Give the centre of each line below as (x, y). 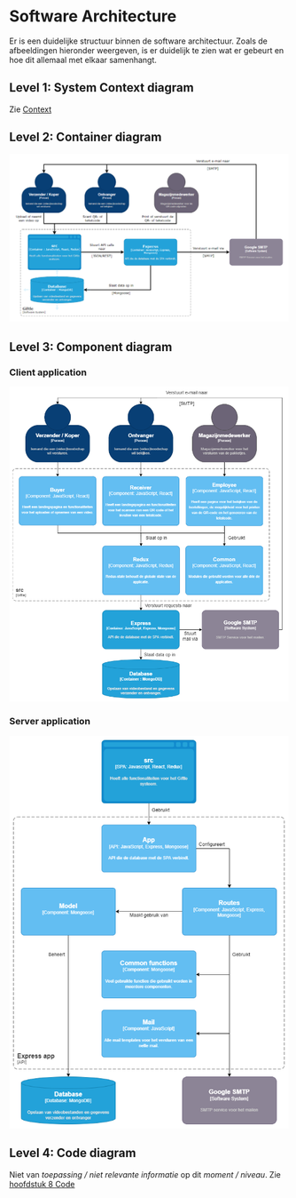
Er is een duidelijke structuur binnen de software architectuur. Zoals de (138, 41)
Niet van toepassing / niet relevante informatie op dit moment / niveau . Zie (145, 1174)
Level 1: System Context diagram (101, 88)
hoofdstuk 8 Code (42, 1184)
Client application (48, 372)
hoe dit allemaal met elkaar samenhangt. (83, 60)
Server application (50, 722)
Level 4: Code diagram (73, 1153)
